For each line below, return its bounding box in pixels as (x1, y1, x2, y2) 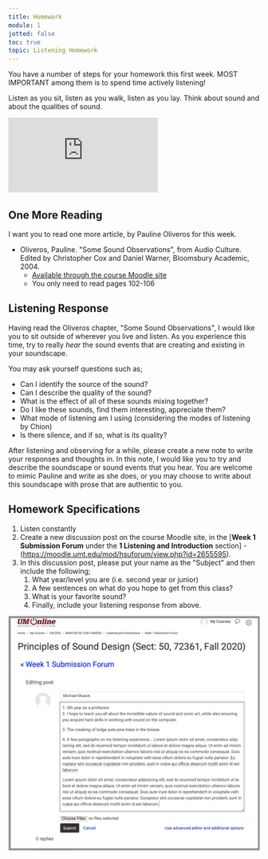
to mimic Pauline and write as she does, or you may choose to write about (8, 471, 251, 480)
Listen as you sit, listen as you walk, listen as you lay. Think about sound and (8, 93, 260, 103)
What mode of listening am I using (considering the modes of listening (19, 413, 251, 423)
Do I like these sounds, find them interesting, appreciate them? (19, 404, 226, 414)
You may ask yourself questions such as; (8, 364, 143, 373)
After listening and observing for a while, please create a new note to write (8, 445, 254, 455)
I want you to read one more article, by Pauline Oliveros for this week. (8, 229, 237, 238)
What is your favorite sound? (31, 591, 127, 601)
